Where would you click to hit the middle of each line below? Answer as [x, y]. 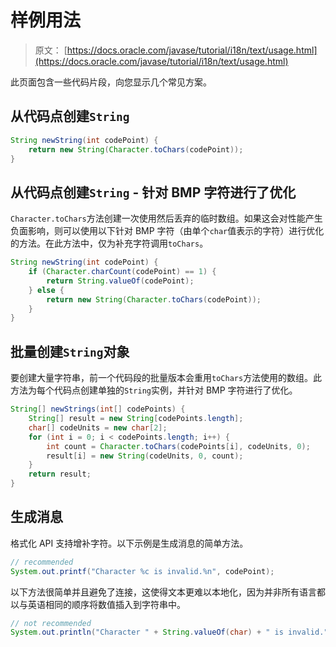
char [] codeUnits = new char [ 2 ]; [98, 427]
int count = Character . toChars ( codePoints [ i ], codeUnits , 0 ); [178, 446]
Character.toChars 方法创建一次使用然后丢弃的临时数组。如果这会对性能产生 [166, 218]
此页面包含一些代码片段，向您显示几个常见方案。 [111, 82]
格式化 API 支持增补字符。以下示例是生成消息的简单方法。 [129, 543]
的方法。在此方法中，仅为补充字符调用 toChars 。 [109, 243]
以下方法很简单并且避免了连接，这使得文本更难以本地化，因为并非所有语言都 [168, 592]
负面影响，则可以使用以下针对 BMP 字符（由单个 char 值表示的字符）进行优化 [167, 231]
